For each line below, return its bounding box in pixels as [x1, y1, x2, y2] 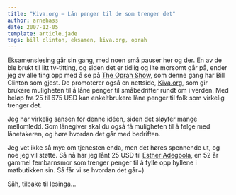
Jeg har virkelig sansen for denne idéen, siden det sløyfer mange [7, 114, 198, 124]
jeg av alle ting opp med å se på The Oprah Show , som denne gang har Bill [7, 71, 225, 80]
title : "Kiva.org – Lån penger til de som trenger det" [7, 10, 176, 18]
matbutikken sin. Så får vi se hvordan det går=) [7, 166, 145, 175]
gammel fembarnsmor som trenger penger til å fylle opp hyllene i [7, 158, 197, 167]
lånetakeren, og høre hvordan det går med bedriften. [7, 130, 161, 138]
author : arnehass [7, 17, 59, 24]
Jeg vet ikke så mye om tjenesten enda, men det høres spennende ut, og [7, 143, 220, 152]
